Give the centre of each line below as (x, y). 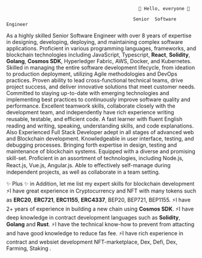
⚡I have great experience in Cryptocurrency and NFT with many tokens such (101, 191)
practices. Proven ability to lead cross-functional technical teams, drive (95, 80)
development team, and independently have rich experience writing (90, 112)
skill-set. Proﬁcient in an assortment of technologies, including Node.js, (95, 158)
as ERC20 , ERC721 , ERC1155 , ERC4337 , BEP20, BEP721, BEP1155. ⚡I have (99, 200)
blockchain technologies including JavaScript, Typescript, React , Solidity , (98, 55)
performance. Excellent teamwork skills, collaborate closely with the (91, 106)
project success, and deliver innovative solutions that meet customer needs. (101, 87)
